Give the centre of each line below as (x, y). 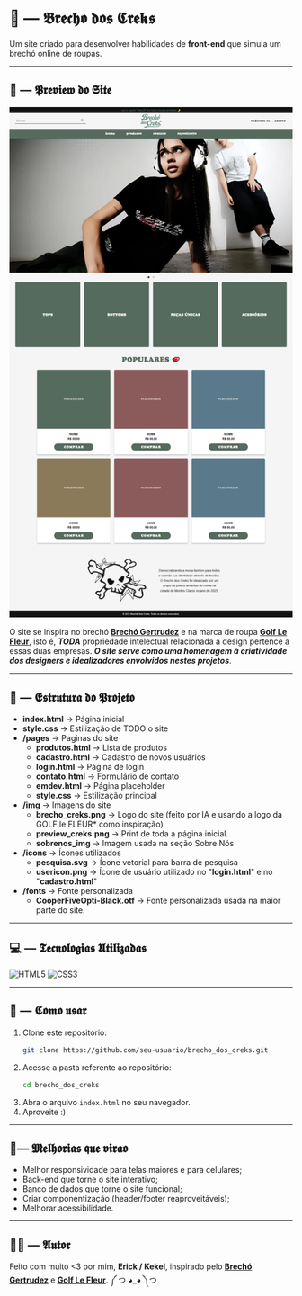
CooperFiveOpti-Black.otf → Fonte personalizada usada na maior (158, 901)
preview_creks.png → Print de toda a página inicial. (132, 834)
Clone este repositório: (65, 1032)
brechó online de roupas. (56, 53)
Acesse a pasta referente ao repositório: (97, 1067)
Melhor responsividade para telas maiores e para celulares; (132, 1170)
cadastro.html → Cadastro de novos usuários (120, 757)
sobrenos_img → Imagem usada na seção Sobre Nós (135, 844)
